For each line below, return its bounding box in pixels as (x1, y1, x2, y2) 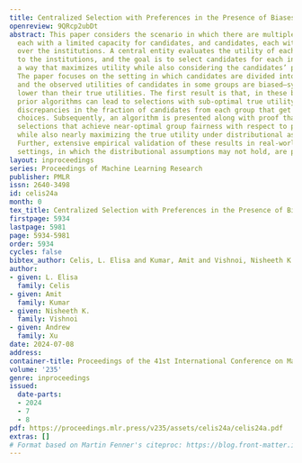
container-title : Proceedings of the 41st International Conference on (9, 357, 283, 366)
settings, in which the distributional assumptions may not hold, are (17, 147, 288, 156)
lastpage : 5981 (9, 222, 67, 231)
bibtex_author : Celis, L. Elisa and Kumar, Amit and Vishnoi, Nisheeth (9, 256, 283, 266)
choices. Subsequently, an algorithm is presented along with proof (17, 113, 280, 123)
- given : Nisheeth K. (9, 306, 91, 315)
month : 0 (9, 197, 42, 207)
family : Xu (17, 331, 58, 340)
